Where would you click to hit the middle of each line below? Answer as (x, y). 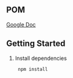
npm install (33, 69)
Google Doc (21, 24)
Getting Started (36, 44)
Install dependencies (41, 58)
